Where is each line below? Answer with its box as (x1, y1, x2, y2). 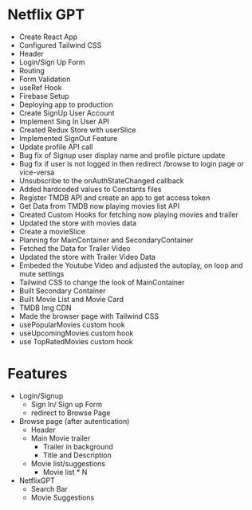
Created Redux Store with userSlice (18, 125, 136, 135)
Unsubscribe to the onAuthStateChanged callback (18, 175, 184, 185)
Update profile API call (18, 142, 93, 151)
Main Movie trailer (30, 433, 91, 443)
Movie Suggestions (30, 492, 95, 502)
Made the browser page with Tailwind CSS (18, 311, 159, 320)
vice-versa (18, 167, 55, 177)
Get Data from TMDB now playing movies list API (18, 201, 180, 210)
